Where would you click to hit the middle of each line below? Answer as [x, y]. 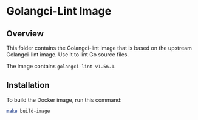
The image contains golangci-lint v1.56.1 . [61, 66]
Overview [25, 34]
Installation [28, 85]
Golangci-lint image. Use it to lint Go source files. [68, 55]
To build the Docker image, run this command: [64, 100]
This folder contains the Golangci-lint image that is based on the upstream [99, 48]
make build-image [28, 111]
